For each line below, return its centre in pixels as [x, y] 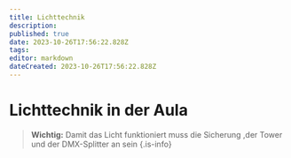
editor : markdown [41, 58]
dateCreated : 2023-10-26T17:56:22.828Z [83, 67]
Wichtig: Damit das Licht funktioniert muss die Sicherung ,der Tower [157, 134]
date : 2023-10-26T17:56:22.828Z [69, 42]
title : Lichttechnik [47, 17]
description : [33, 26]
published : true [39, 34]
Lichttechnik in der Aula [98, 110]
